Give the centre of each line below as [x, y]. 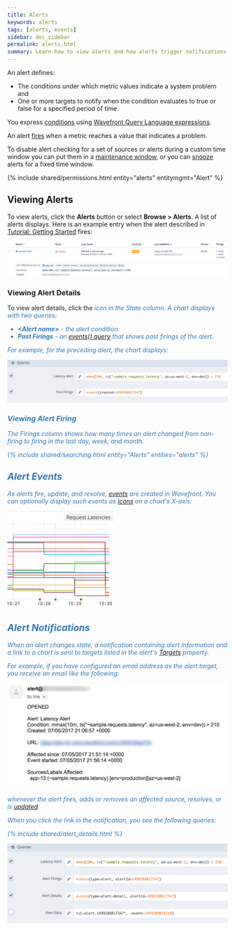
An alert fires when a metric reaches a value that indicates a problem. [107, 136]
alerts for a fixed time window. [51, 164]
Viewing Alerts [40, 200]
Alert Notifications [49, 628]
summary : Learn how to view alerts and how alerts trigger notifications [117, 52]
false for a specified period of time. [68, 108]
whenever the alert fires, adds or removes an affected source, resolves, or [115, 799]
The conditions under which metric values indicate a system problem [117, 86]
